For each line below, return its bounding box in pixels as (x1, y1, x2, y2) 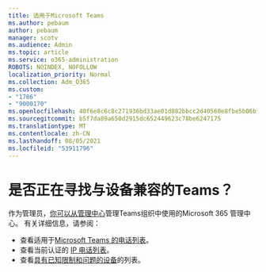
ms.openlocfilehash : (8, 108, 77, 116)
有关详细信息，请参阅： (23, 219, 101, 228)
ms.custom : (8, 85, 44, 94)
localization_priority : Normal (8, 71, 112, 79)
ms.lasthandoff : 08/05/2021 (8, 136, 101, 145)
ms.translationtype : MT (8, 122, 87, 130)
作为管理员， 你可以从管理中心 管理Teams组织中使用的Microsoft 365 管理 (8, 209, 244, 218)
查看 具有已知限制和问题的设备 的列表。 (19, 255, 145, 265)
